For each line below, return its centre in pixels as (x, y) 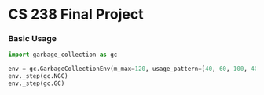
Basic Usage (33, 39)
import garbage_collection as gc (63, 55)
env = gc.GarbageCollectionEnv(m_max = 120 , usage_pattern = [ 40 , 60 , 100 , (128, 69)
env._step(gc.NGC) (38, 76)
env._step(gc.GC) (37, 83)
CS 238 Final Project (76, 14)
